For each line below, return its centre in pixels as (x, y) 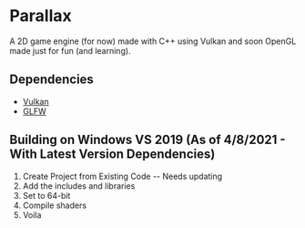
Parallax (41, 16)
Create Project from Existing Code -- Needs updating (122, 176)
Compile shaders (55, 205)
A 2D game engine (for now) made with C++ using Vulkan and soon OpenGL (153, 41)
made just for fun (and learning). (70, 50)
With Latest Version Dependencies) (112, 155)
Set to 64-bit (46, 195)
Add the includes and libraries (79, 186)
